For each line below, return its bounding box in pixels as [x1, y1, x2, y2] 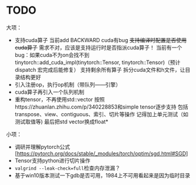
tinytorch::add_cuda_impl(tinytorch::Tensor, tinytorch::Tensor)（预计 [14, 59, 181, 66]
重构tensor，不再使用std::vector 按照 [14, 95, 105, 103]
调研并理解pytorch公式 [14, 143, 70, 150]
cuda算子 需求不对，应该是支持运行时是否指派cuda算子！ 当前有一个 [14, 44, 182, 51]
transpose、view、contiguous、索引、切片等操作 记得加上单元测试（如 [14, 110, 188, 117]
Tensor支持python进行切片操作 [14, 157, 91, 164]
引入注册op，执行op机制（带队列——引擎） [14, 81, 121, 88]
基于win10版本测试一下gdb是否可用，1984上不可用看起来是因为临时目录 [14, 171, 191, 178]
